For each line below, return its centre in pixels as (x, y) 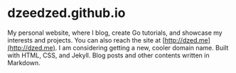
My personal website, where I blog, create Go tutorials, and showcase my (115, 33)
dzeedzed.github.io (66, 13)
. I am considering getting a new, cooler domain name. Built (142, 47)
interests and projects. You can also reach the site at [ (86, 40)
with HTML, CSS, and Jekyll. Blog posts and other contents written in (108, 55)
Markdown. (24, 62)
